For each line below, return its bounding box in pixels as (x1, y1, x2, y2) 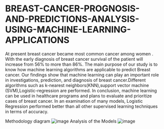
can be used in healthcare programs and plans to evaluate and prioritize (5, 92, 152, 99)
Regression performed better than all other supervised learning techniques (5, 103, 158, 109)
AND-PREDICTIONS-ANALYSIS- (5, 13, 140, 25)
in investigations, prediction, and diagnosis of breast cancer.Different (5, 77, 146, 83)
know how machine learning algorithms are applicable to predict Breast (5, 66, 151, 72)
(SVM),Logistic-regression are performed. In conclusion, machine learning (5, 87, 157, 93)
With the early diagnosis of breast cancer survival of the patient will (5, 56, 143, 62)
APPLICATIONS (5, 35, 70, 46)
